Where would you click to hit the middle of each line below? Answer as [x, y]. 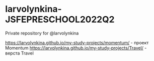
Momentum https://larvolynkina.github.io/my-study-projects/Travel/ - [76, 48]
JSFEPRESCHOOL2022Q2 [60, 19]
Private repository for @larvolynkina [42, 33]
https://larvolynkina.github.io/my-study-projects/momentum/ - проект [77, 42]
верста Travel [19, 53]
